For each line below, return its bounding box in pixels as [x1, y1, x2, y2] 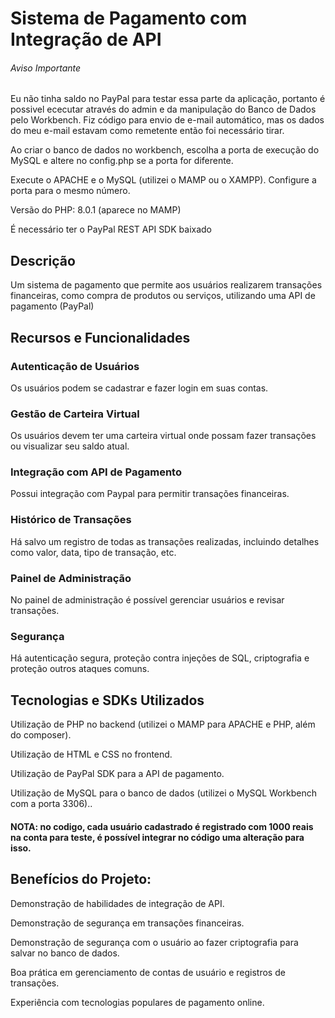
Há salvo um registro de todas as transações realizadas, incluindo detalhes [10, 535, 320, 547]
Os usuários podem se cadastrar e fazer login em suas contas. [10, 382, 269, 394]
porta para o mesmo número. [10, 185, 131, 197]
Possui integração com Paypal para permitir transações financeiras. [10, 488, 290, 500]
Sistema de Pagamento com [10, 7, 248, 30]
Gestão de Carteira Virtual [10, 407, 140, 421]
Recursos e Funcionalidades [10, 329, 191, 346]
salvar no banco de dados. [10, 947, 120, 959]
